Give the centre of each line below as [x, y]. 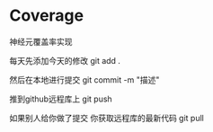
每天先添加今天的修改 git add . [65, 60]
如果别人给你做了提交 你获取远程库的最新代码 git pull [106, 118]
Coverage [46, 16]
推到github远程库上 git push [61, 99]
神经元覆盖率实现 [41, 41]
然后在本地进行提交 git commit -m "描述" [84, 79]
